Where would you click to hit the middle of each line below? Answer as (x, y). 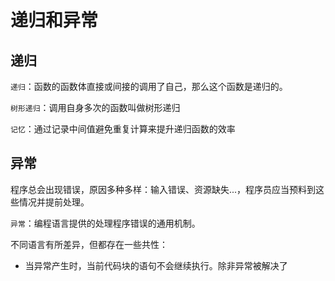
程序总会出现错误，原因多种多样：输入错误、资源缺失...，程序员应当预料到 (163, 189)
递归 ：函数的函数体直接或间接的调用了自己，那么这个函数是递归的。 (149, 86)
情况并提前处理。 (54, 202)
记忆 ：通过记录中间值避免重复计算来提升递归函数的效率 (123, 129)
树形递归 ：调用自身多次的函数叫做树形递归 (95, 107)
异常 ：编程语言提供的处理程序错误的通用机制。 (105, 223)
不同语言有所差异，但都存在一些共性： (89, 244)
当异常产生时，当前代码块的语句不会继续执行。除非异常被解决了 (156, 265)
